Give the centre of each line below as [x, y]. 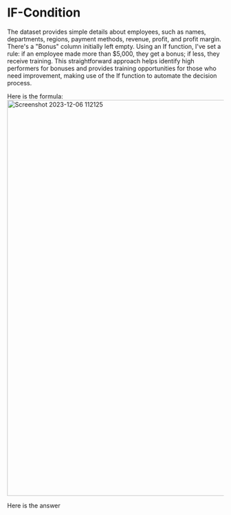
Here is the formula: [35, 96]
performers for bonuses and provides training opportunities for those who [112, 68]
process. [20, 83]
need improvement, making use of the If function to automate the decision [112, 75]
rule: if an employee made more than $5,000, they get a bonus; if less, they [113, 54]
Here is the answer [34, 505]
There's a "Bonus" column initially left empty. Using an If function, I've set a [114, 46]
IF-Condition [44, 13]
